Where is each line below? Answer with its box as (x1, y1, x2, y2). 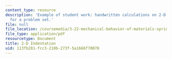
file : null (5, 22, 29, 27)
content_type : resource (5, 7, 56, 13)
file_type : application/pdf (5, 31, 66, 36)
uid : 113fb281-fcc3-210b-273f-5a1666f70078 (5, 46, 100, 51)
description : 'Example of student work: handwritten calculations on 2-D (5, 12, 166, 17)
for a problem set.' (10, 17, 54, 22)
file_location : (5, 27, 38, 32)
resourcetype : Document (5, 36, 56, 42)
